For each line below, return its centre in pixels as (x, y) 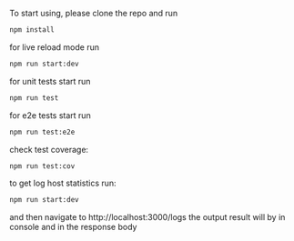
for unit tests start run (50, 81)
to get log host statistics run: (63, 183)
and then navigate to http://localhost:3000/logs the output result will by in (147, 217)
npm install (32, 30)
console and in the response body (73, 227)
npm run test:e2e (42, 132)
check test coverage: (49, 149)
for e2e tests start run (50, 115)
